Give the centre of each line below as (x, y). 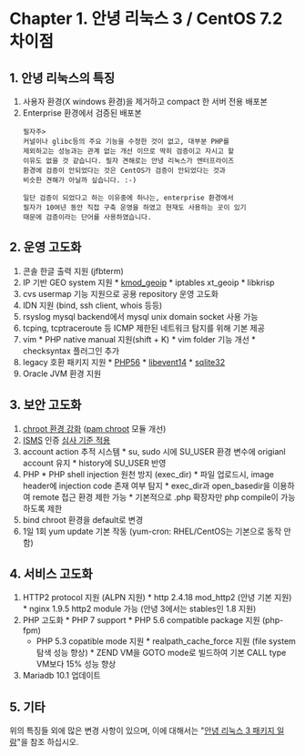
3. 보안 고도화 (46, 405)
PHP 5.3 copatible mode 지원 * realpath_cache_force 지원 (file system (166, 641)
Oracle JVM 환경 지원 (62, 373)
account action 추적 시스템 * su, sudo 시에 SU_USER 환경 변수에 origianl (154, 451)
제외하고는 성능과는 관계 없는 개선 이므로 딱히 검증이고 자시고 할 (128, 151)
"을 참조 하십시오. (48, 742)
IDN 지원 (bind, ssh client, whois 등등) (92, 305)
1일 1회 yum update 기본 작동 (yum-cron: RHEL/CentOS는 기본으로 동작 (152, 531)
